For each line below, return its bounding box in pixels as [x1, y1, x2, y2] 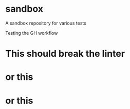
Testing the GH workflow [5, 30, 58, 36]
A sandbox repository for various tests [5, 20, 86, 26]
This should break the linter [5, 48, 125, 59]
